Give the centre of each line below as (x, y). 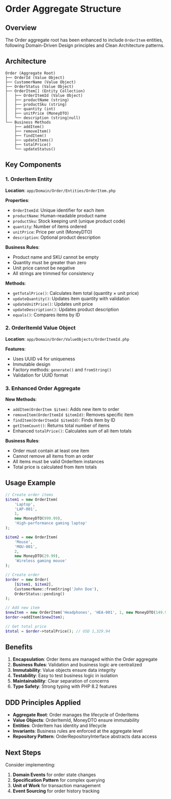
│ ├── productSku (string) (36, 104)
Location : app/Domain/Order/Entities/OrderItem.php (61, 190)
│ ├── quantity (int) (31, 109)
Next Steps (23, 752)
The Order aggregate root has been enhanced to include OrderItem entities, (84, 40)
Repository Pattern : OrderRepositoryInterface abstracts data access (85, 736)
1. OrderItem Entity (29, 179)
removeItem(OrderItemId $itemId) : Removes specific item (73, 415)
